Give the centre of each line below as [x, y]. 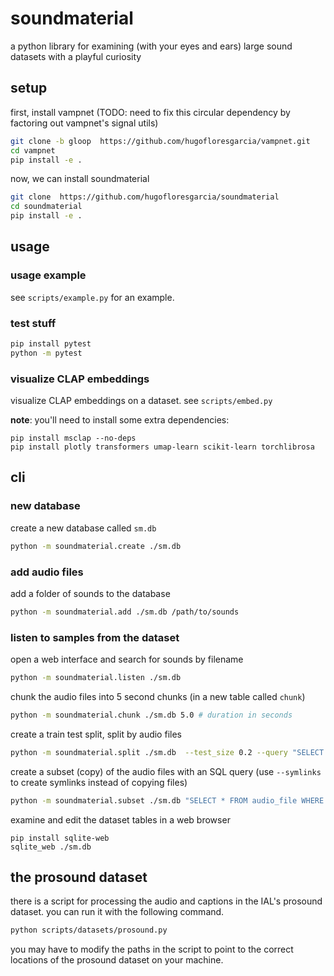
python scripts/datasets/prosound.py [89, 930]
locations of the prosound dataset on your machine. [117, 960]
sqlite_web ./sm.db [51, 847]
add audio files [47, 572]
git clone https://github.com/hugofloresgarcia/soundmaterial [145, 197]
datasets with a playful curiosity [76, 56]
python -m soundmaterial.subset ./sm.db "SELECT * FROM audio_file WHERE [167, 800]
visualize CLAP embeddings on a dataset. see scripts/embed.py [141, 401]
